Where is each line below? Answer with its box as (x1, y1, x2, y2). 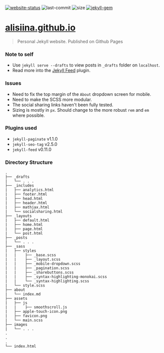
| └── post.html (5, 231, 43, 236)
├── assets (5, 296, 28, 301)
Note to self (5, 51, 34, 58)
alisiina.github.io (5, 22, 76, 33)
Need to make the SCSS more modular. (12, 96, 92, 102)
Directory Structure (5, 159, 53, 166)
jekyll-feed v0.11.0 (12, 146, 52, 152)
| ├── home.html (5, 222, 43, 227)
